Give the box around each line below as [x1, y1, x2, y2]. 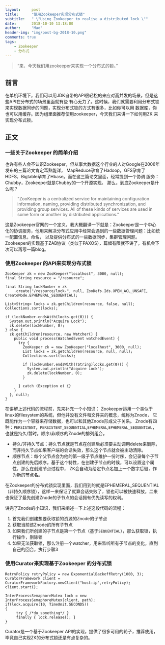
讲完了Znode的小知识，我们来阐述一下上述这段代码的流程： [5, 505, 126, 511]
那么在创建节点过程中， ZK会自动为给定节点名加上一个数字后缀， [21, 466, 153, 472]
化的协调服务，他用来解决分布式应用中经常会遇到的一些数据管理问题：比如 [5, 228, 156, 233]
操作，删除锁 [16, 534, 43, 540]
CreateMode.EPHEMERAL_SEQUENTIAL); [5, 293, 78, 298]
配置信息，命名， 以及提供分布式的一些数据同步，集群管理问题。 [9, 234, 140, 240]
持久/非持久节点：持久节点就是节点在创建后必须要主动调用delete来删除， [12, 441, 160, 447]
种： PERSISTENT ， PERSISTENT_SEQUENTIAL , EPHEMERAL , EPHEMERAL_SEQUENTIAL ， [5, 424, 157, 430]
